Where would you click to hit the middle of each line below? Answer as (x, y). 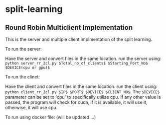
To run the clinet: (22, 77)
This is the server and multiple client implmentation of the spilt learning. (79, 39)
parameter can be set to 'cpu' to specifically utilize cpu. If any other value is (83, 97)
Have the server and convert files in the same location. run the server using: (83, 59)
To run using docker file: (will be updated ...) (51, 117)
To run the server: (24, 49)
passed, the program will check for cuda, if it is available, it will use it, (77, 102)
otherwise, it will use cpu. (31, 107)
